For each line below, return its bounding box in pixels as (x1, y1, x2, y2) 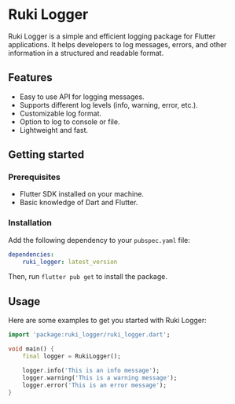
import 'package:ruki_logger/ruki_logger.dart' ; (8, 331, 171, 339)
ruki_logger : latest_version (22, 258, 118, 266)
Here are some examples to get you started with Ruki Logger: (8, 316, 207, 325)
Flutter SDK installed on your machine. (19, 189, 144, 199)
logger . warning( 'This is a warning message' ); (22, 373, 178, 382)
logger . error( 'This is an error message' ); (22, 381, 167, 389)
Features (8, 71, 53, 84)
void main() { (8, 345, 55, 353)
